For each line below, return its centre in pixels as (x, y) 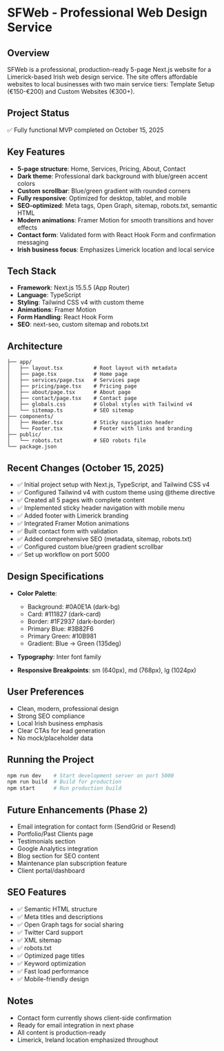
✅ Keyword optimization (51, 963)
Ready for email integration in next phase (75, 1025)
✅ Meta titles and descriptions (60, 916)
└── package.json (32, 447)
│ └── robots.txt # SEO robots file (77, 441)
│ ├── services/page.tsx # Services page (73, 380)
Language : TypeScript (49, 295)
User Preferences (45, 692)
